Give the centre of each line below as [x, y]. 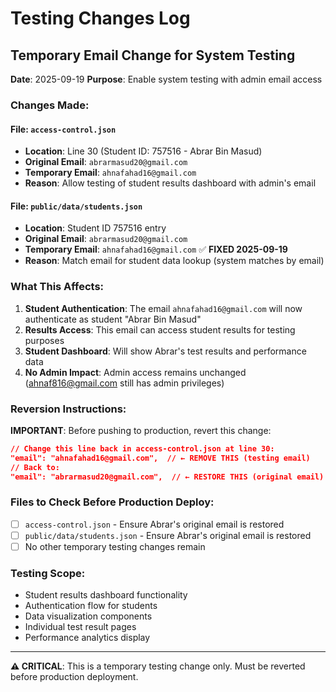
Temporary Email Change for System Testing [153, 55]
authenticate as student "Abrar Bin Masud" [113, 319]
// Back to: [35, 467]
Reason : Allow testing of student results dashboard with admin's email [170, 183]
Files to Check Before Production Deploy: [112, 502]
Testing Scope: [48, 573]
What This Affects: [57, 287]
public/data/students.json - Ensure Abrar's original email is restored [168, 535]
